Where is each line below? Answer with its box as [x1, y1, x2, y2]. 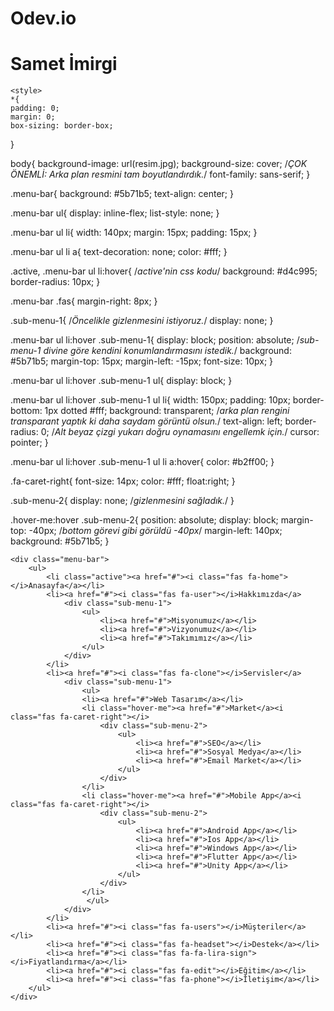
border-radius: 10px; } [10, 276, 101, 288]
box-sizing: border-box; [10, 121, 114, 131]
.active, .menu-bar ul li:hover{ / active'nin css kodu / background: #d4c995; [10, 265, 318, 277]
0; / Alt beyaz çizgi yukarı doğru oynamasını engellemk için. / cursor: [40, 426, 320, 438]
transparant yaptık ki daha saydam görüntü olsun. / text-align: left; [10, 415, 283, 427]
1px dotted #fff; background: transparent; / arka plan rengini [44, 405, 290, 417]
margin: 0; [10, 112, 56, 122]
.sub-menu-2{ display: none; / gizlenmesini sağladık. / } [10, 495, 235, 507]
